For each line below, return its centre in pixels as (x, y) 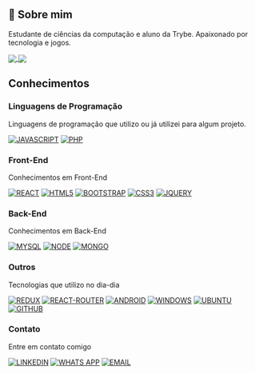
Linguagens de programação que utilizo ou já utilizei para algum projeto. (127, 124)
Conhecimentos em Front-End (58, 177)
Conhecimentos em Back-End (57, 231)
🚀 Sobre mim (41, 15)
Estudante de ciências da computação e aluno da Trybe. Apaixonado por (128, 34)
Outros (22, 267)
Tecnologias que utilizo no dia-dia (64, 284)
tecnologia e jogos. (40, 42)
